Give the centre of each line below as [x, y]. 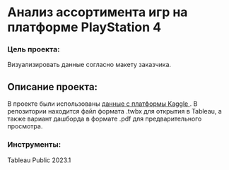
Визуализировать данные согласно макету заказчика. [89, 65]
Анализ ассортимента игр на [98, 12]
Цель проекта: [34, 49]
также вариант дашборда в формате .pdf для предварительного [105, 119]
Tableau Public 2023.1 [39, 160]
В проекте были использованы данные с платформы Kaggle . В [102, 104]
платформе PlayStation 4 [84, 27]
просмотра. [25, 126]
